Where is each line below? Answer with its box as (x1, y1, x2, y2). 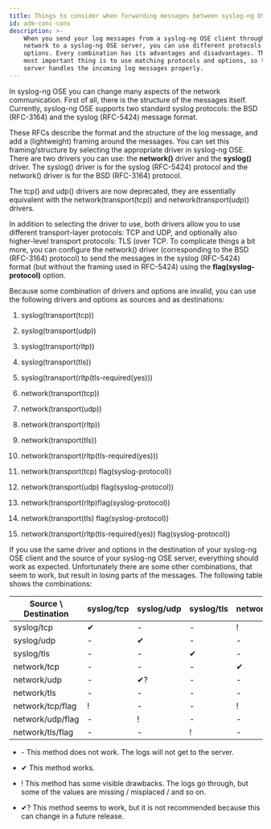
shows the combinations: (9, 578, 92, 589)
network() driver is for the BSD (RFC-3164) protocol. (9, 170, 183, 180)
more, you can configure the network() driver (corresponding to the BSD (9, 244, 249, 254)
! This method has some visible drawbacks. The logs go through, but (20, 778, 248, 788)
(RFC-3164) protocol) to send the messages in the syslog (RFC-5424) (9, 253, 240, 263)
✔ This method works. (20, 763, 95, 773)
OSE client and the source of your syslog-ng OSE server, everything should (9, 553, 259, 563)
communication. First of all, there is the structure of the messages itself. (9, 94, 248, 105)
